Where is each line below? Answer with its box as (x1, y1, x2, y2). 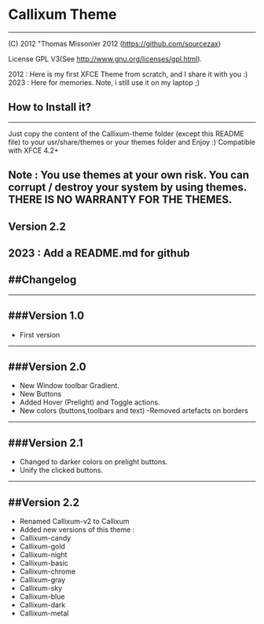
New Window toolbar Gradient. (19, 381, 120, 390)
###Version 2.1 (8, 436, 84, 449)
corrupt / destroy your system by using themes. (8, 181, 247, 194)
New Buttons (19, 390, 62, 399)
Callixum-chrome (19, 567, 76, 576)
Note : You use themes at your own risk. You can (8, 168, 250, 182)
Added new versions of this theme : (19, 525, 135, 534)
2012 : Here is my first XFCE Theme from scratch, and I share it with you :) (8, 69, 248, 79)
